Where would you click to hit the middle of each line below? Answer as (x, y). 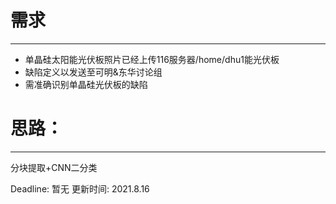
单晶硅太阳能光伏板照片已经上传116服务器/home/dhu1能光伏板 (152, 59)
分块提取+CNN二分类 (54, 167)
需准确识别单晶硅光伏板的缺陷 (86, 84)
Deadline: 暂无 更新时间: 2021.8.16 (80, 188)
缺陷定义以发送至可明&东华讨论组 (93, 72)
